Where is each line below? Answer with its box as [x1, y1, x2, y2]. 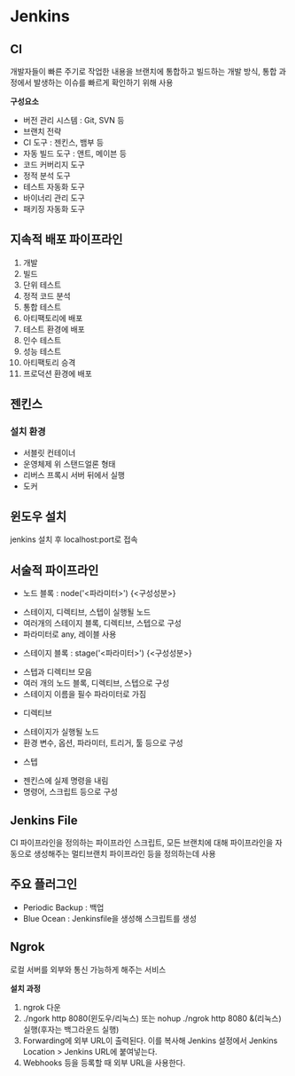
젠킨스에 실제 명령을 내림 [22, 775, 109, 786]
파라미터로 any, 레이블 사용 [22, 629, 117, 640]
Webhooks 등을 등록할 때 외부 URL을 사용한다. [22, 1057, 186, 1068]
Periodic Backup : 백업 [22, 902, 105, 913]
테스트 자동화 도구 [22, 182, 85, 192]
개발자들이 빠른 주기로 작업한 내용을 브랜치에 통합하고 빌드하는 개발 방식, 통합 [10, 67, 277, 76]
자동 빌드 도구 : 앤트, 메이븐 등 [22, 148, 128, 159]
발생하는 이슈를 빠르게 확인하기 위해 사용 [33, 77, 174, 88]
